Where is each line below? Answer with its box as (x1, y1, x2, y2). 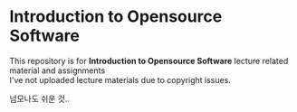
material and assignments (9, 65, 106, 76)
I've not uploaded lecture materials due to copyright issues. (9, 74, 231, 85)
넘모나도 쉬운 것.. (9, 93, 71, 104)
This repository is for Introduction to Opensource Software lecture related (9, 55, 289, 66)
